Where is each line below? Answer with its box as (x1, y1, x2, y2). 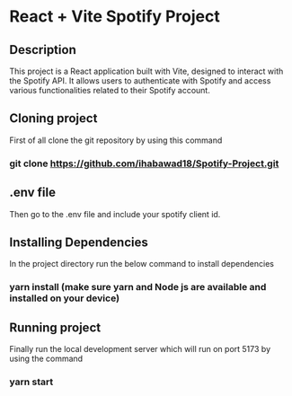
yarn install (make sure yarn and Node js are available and (9, 281, 267, 294)
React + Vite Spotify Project (9, 6, 220, 27)
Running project (9, 320, 102, 335)
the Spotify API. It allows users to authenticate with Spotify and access (9, 75, 271, 86)
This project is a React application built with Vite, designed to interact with (9, 66, 284, 76)
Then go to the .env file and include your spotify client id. (9, 208, 221, 219)
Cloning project (9, 110, 98, 127)
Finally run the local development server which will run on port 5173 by (9, 344, 271, 355)
